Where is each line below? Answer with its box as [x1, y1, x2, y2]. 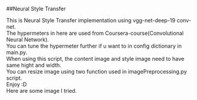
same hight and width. [6, 61, 61, 69]
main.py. [6, 49, 28, 56]
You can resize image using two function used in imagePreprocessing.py [6, 68, 187, 75]
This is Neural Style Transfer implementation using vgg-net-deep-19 [6, 17, 176, 23]
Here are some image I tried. [6, 87, 77, 94]
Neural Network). [6, 36, 49, 43]
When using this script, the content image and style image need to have [6, 55, 185, 62]
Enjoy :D [6, 81, 27, 88]
